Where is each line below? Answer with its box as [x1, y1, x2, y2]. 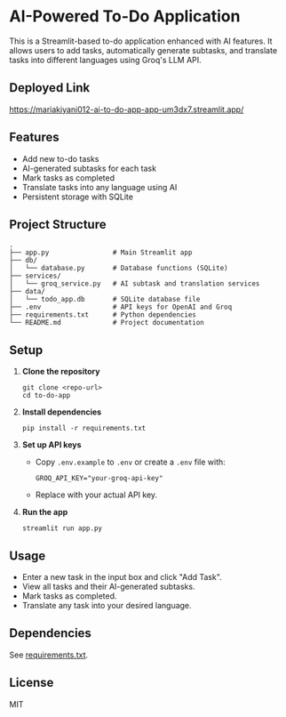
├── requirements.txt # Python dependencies [9, 310, 197, 319]
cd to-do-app [21, 391, 71, 400]
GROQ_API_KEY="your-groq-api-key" [35, 474, 163, 483]
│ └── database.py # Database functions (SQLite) [9, 264, 228, 273]
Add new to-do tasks [21, 153, 99, 164]
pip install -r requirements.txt [21, 424, 147, 433]
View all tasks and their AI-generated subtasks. [21, 581, 195, 592]
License [9, 675, 54, 690]
